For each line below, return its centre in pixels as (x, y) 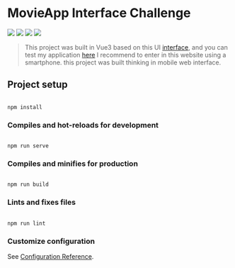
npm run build (28, 185)
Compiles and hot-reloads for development (83, 125)
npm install (25, 107)
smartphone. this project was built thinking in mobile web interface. (123, 62)
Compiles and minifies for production (73, 163)
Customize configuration (51, 241)
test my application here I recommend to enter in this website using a (125, 55)
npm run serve (28, 146)
